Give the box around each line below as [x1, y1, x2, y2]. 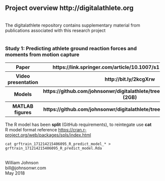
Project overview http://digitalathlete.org [5, 4, 134, 12]
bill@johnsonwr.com [5, 165, 47, 171]
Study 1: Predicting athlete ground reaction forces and [5, 45, 137, 52]
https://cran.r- [58, 127, 87, 133]
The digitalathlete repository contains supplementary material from [5, 22, 140, 28]
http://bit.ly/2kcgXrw [105, 76, 155, 83]
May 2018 [5, 170, 25, 176]
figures [14, 109, 32, 116]
